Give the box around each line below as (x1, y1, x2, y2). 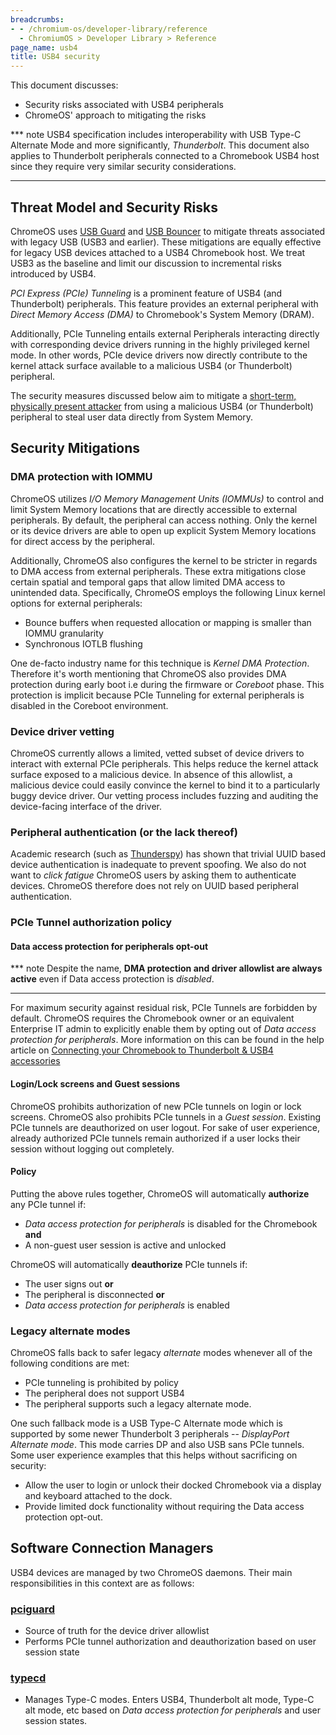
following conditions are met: (10, 1357, 130, 1370)
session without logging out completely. (10, 1142, 175, 1155)
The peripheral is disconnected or (24, 1288, 165, 1300)
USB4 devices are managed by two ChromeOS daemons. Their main (10, 1566, 293, 1578)
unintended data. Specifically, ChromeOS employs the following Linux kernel (10, 586, 326, 598)
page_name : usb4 (10, 42, 78, 53)
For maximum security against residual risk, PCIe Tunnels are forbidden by (10, 1002, 318, 1014)
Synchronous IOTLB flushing (24, 637, 143, 650)
